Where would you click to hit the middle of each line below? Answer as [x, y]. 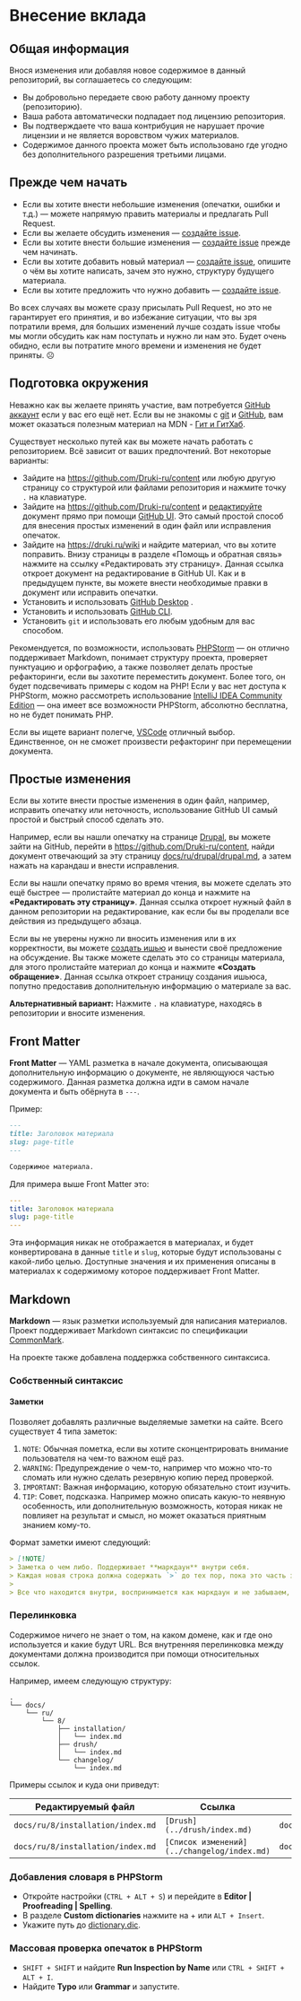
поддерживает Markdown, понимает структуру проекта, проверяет [138, 657]
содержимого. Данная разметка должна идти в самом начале [129, 1082]
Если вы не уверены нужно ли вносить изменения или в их [123, 939]
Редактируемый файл [85, 1806]
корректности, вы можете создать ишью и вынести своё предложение [146, 948]
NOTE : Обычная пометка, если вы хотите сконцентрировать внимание [155, 1449]
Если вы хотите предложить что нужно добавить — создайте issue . [151, 290]
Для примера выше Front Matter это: [79, 1184]
